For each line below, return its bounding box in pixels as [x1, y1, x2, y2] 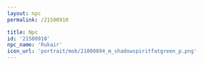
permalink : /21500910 [7, 16, 69, 23]
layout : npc [7, 10, 41, 17]
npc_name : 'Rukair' [7, 42, 63, 49]
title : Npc [7, 29, 38, 36]
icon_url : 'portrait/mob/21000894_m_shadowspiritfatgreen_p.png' [7, 48, 197, 55]
